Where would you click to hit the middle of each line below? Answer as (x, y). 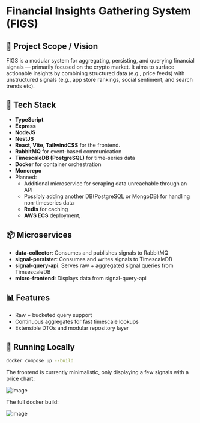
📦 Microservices (39, 235)
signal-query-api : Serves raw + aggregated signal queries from (94, 265)
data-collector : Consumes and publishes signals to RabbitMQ (92, 252)
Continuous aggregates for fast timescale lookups (77, 322)
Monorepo (28, 170)
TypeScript (29, 119)
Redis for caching (46, 209)
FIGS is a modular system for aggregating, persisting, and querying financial (100, 60)
